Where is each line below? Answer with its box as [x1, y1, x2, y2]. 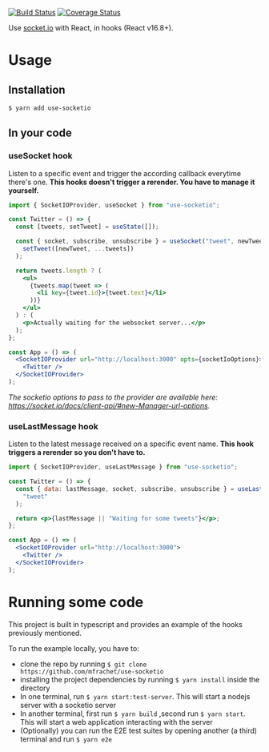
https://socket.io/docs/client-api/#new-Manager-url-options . [8, 400, 211, 410]
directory [19, 683, 50, 693]
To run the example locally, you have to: [8, 643, 140, 653]
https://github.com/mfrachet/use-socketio [19, 667, 164, 676]
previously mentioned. [8, 628, 82, 637]
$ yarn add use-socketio [8, 104, 91, 112]
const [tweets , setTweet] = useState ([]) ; [15, 223, 159, 231]
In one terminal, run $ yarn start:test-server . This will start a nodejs [19, 691, 251, 701]
